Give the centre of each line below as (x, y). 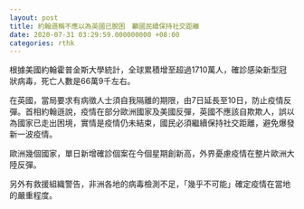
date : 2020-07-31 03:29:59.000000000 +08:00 (95, 34)
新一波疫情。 (33, 134)
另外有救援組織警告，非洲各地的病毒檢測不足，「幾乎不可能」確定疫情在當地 (150, 184)
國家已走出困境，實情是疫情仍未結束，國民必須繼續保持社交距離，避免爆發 (156, 123)
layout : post (34, 18)
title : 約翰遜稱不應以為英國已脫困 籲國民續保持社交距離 (104, 26)
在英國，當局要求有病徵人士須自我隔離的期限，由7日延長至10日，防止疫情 (147, 100)
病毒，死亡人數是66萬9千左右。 (76, 81)
